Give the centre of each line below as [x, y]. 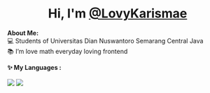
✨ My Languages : [34, 67]
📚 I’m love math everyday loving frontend [68, 51]
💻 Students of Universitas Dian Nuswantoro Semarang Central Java [105, 41]
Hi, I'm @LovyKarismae [118, 14]
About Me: [23, 33]
